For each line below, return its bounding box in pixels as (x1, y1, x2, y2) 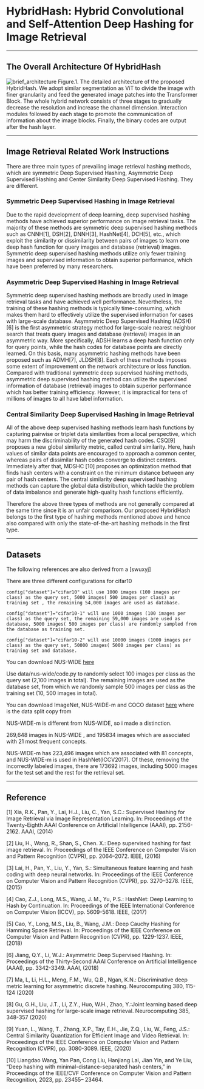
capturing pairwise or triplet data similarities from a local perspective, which (6, 430, 197, 438)
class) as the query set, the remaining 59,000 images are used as (6, 616, 181, 622)
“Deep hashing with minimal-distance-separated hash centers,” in (6, 1063, 171, 1071)
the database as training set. (6, 626, 86, 633)
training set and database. (6, 648, 78, 654)
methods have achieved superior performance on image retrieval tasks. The (6, 217, 196, 224)
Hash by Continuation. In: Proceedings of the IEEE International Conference (6, 902, 195, 910)
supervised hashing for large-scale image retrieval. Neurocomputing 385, (6, 1008, 190, 1015)
